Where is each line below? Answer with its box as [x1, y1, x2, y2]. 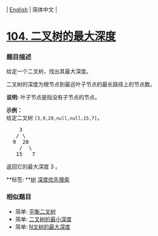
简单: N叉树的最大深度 [15, 223, 71, 231]
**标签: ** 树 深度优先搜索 [6, 176, 70, 184]
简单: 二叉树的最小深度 [15, 215, 72, 223]
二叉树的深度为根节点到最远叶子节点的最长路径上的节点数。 [6, 80, 156, 88]
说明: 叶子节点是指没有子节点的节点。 [6, 94, 100, 101]
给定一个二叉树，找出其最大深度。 [6, 68, 92, 75]
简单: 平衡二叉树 [15, 207, 56, 215]
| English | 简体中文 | [6, 6, 58, 13]
